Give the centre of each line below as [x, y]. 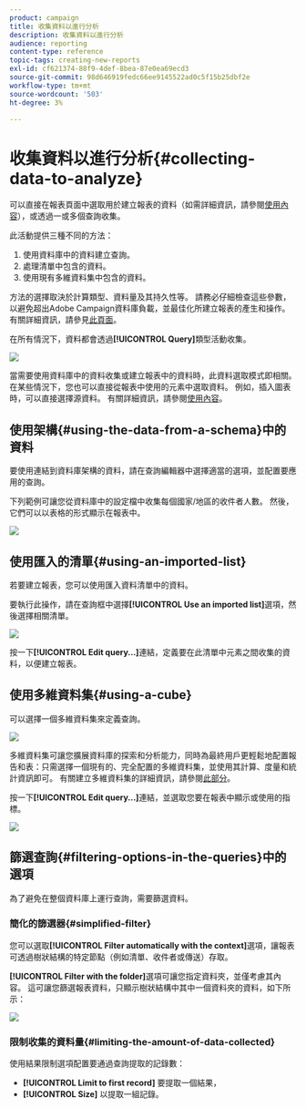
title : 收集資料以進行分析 [55, 26]
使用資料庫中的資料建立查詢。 [78, 255]
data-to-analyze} [76, 178]
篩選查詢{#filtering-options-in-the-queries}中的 [148, 857]
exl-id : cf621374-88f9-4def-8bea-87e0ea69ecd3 [99, 69]
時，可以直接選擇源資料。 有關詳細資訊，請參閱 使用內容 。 [118, 398]
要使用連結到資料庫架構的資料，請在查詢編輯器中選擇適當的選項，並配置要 [149, 471]
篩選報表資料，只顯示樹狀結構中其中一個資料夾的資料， [163, 987]
